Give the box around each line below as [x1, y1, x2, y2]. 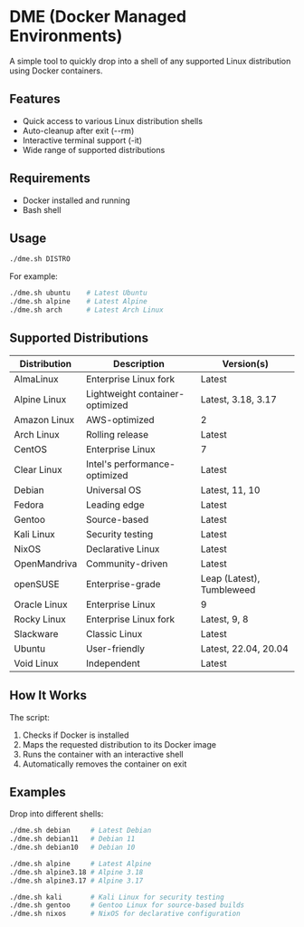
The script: [9, 711, 50, 722]
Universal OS [85, 483, 142, 496]
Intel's [85, 458, 112, 470]
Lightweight [85, 387, 137, 400]
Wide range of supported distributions [22, 144, 166, 155]
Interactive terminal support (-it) [22, 134, 143, 146]
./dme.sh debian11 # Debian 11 [9, 835, 136, 844]
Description [112, 357, 166, 370]
